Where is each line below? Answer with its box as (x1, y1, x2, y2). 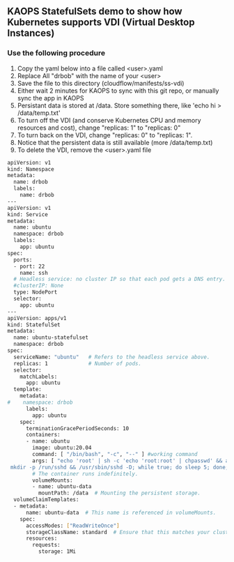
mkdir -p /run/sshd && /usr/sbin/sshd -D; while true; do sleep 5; (10, 464, 210, 471)
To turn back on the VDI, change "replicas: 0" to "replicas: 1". (17, 130, 193, 139)
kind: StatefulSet (7, 321, 61, 328)
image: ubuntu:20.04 (32, 444, 92, 452)
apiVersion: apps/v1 (7, 314, 68, 321)
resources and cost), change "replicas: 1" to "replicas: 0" (17, 123, 181, 132)
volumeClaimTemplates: (13, 496, 79, 503)
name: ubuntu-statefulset (13, 334, 89, 341)
